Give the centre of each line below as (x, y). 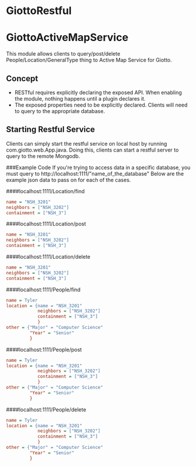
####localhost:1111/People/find (43, 289)
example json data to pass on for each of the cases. (68, 180)
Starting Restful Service (51, 130)
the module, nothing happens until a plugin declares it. (80, 98)
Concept (22, 78)
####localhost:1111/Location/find (45, 191)
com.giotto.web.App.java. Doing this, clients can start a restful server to (92, 150)
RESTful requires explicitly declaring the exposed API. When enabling (98, 92)
